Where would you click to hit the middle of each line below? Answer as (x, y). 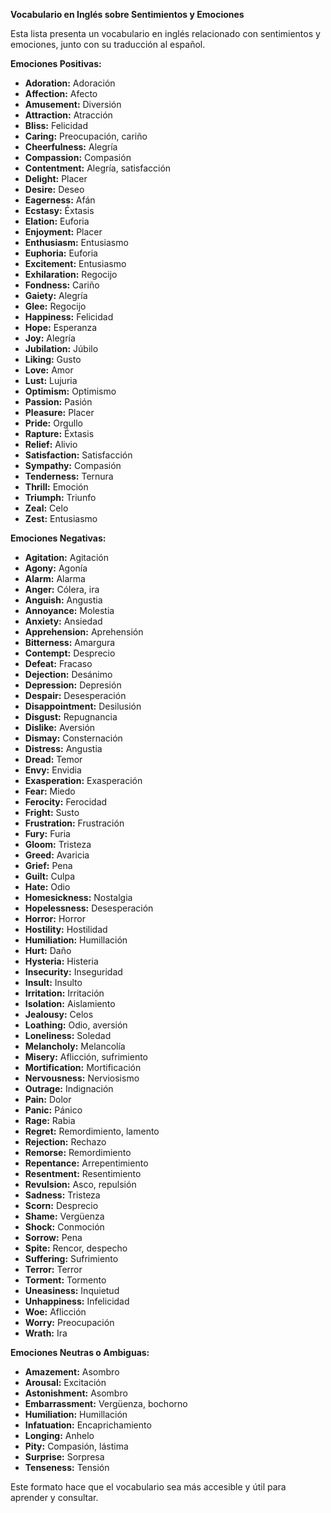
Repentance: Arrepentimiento (86, 1163)
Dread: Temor (53, 759)
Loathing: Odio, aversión (76, 1025)
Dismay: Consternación (73, 738)
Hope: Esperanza (61, 327)
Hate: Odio (47, 887)
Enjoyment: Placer (63, 232)
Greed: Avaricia (57, 855)
